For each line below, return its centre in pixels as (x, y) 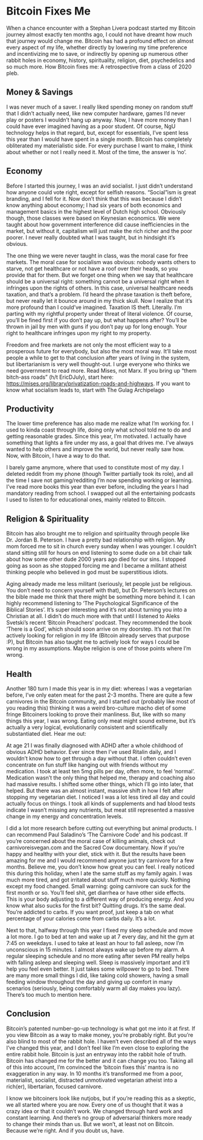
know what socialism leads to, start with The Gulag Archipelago (85, 390)
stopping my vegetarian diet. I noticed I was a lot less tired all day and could (101, 797)
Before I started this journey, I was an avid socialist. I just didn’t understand (100, 186)
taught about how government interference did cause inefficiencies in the (98, 224)
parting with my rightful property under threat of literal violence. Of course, (100, 313)
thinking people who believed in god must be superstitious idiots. (87, 572)
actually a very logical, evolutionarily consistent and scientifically (87, 727)
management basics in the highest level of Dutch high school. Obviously (96, 211)
